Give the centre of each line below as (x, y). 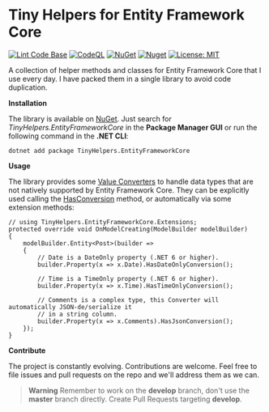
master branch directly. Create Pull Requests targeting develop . (135, 399)
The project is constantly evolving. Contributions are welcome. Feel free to (133, 366)
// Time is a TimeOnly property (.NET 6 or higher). (128, 278)
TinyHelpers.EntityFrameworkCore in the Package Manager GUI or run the (133, 127)
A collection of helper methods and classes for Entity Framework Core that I (135, 70)
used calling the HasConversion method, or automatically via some (120, 198)
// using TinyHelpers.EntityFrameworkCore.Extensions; (103, 222)
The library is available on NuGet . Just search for (90, 118)
